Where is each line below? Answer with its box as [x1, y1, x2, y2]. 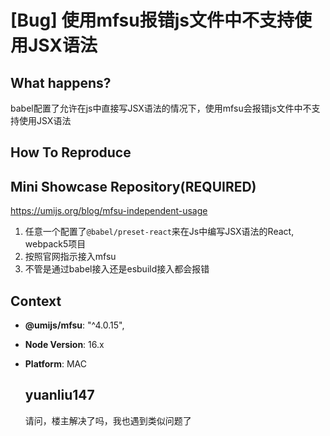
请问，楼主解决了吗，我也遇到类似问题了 [24, 414, 192, 426]
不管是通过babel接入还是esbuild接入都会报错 [24, 263, 210, 275]
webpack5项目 [24, 238, 87, 250]
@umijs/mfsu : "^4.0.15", [24, 319, 125, 331]
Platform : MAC [24, 358, 87, 370]
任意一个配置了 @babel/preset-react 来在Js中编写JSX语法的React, [24, 226, 295, 238]
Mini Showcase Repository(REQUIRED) [10, 178, 257, 195]
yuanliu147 [24, 387, 95, 404]
